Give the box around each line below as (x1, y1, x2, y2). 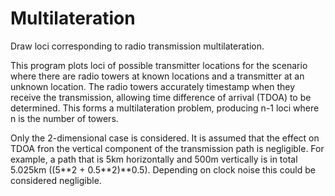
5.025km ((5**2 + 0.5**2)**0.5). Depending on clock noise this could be (10, 163, 316, 176)
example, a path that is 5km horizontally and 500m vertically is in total (10, 153, 298, 165)
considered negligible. (10, 174, 102, 186)
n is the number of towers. (10, 112, 119, 124)
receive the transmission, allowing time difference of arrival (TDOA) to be (10, 91, 312, 103)
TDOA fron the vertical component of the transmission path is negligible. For (10, 142, 325, 154)
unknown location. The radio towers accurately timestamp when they (10, 80, 296, 92)
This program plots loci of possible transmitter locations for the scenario (10, 59, 308, 71)
